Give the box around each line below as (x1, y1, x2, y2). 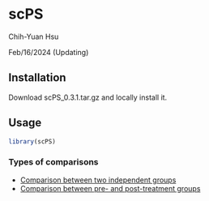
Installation (8, 71, 66, 85)
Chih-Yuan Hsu (8, 32, 59, 41)
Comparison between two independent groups (19, 175, 177, 185)
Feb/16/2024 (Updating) (8, 47, 89, 57)
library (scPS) (8, 137, 57, 146)
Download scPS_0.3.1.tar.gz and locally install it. (8, 92, 168, 102)
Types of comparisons (8, 156, 99, 168)
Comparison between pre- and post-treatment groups (19, 183, 201, 193)
